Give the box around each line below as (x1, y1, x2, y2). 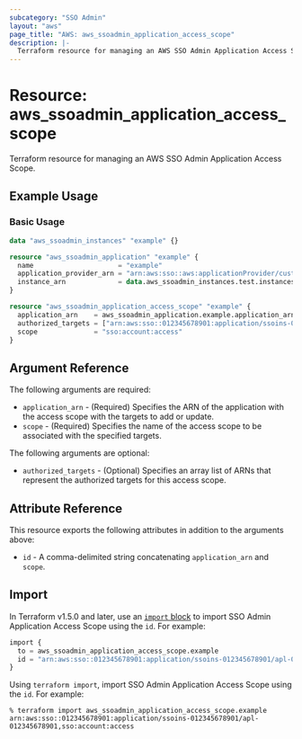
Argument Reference (9, 361, 129, 376)
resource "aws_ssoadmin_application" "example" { (9, 253, 200, 262)
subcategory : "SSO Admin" (9, 13, 106, 22)
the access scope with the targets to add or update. (22, 411, 214, 423)
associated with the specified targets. (22, 431, 162, 441)
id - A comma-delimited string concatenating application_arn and (22, 552, 270, 562)
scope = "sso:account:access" (17, 327, 182, 336)
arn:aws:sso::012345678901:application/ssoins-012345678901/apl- (9, 714, 259, 724)
